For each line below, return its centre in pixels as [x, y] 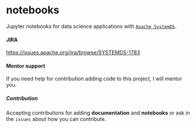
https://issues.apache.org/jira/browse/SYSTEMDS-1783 [73, 52]
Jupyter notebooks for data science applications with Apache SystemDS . [91, 26]
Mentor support [26, 66]
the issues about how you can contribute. [56, 119]
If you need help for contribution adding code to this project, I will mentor [94, 79]
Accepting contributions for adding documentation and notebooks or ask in [98, 113]
